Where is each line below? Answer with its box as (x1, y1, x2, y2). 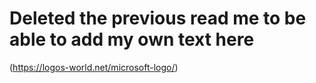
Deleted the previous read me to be (9, 7, 307, 30)
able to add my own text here (9, 28, 255, 51)
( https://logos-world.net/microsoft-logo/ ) (9, 61, 179, 73)
